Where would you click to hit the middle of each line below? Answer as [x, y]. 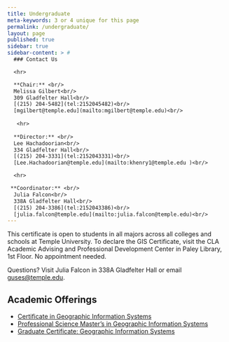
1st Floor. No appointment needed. [57, 256]
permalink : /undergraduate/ [48, 27]
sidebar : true [28, 46]
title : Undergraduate [39, 14]
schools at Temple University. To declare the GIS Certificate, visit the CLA [113, 242]
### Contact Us [36, 60]
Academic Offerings [52, 300]
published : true [31, 40]
